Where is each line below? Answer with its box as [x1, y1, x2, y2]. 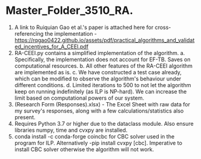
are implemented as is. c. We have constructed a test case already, [14, 68, 182, 76]
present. [14, 113, 36, 121]
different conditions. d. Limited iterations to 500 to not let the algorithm [14, 81, 191, 88]
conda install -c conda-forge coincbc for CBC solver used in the [14, 132, 175, 140]
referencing [14, 30, 44, 37]
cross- [154, 24, 171, 31]
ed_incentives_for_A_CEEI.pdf [14, 43, 89, 50]
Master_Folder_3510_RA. [5, 4, 134, 18]
